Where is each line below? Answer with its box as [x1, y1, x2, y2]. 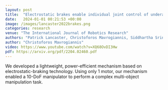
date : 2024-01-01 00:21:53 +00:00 [5, 16, 81, 21]
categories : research [5, 26, 50, 31]
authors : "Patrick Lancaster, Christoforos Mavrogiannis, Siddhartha [5, 35, 153, 40]
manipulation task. [5, 78, 43, 85]
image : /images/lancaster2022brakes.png [5, 21, 91, 26]
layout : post [5, 7, 32, 12]
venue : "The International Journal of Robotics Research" [5, 30, 128, 35]
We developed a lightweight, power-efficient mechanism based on [5, 63, 142, 69]
